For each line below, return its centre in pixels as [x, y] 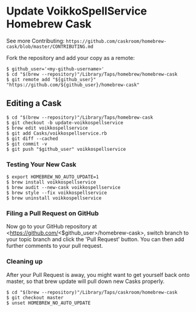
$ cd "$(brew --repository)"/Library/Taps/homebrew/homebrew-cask [92, 74]
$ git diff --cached [32, 138]
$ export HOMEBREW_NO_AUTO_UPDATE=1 [52, 177]
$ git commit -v [27, 144]
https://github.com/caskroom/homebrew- [116, 41]
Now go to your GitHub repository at [52, 227]
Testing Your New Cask [42, 164]
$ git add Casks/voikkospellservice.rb [57, 133]
